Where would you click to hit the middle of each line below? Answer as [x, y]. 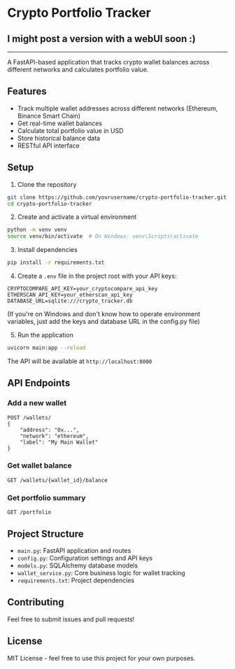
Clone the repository [47, 184]
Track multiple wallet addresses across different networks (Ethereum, [117, 108]
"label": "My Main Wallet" [59, 442]
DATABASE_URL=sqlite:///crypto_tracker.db [70, 301]
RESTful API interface [48, 146]
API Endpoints [39, 383]
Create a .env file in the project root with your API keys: [97, 276]
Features [27, 91]
